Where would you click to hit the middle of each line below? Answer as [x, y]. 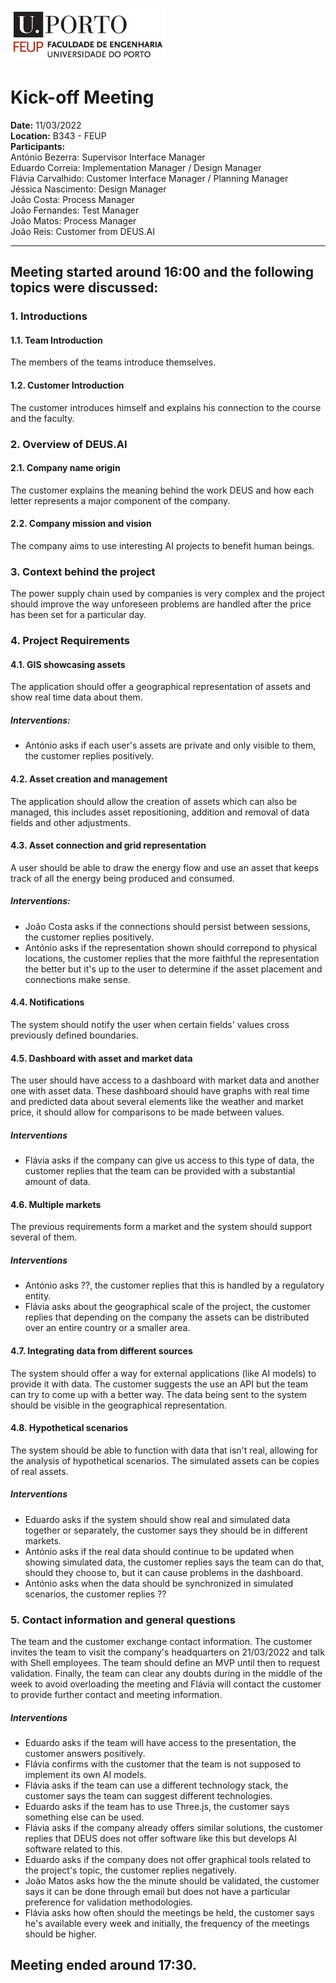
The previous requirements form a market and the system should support [161, 1227]
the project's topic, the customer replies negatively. [130, 1870]
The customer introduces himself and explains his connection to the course [166, 407]
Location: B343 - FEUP [58, 135]
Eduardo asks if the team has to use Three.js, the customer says [157, 1806]
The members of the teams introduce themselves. [113, 362]
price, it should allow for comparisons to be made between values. [147, 1112]
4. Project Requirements [70, 641]
